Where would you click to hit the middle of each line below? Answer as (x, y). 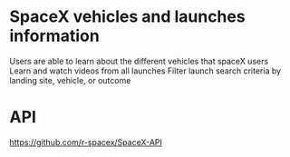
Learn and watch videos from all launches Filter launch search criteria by (145, 71)
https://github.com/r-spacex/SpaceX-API (86, 142)
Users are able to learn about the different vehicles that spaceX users (139, 61)
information (54, 36)
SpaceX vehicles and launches (128, 17)
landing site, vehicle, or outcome (70, 80)
